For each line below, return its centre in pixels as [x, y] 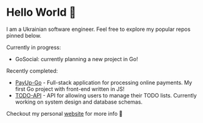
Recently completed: [32, 71]
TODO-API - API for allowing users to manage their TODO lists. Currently [106, 95]
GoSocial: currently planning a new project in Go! [77, 59]
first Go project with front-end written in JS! [70, 89]
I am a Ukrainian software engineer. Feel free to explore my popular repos [98, 29]
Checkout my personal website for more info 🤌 [64, 113]
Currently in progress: [34, 47]
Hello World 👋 [41, 12]
